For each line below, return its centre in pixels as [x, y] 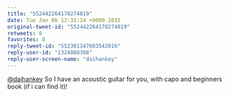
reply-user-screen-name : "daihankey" [63, 59]
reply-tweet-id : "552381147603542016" [64, 46]
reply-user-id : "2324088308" [50, 53]
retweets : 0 [25, 33]
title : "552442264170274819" [50, 14]
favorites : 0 [26, 40]
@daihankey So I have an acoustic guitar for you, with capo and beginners [115, 79]
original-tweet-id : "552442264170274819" [69, 27]
